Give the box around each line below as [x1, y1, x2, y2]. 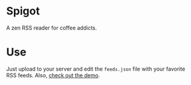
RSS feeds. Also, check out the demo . [6, 71, 101, 79]
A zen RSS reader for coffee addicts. [6, 24, 98, 31]
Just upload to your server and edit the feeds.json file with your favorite [6, 65, 186, 72]
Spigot [6, 4, 40, 18]
